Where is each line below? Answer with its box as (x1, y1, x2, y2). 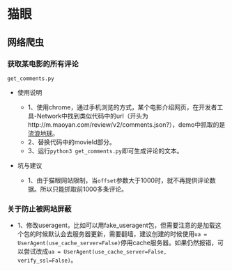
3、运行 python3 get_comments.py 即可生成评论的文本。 (27, 146, 183, 155)
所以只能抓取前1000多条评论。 (40, 185, 127, 193)
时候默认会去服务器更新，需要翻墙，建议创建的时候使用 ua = (36, 230, 208, 238)
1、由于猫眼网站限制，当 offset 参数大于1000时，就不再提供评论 (27, 176, 210, 185)
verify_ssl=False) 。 (17, 256, 77, 265)
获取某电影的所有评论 (7, 59, 79, 68)
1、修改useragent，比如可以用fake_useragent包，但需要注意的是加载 (17, 221, 216, 230)
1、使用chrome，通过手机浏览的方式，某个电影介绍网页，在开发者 (27, 102, 217, 111)
